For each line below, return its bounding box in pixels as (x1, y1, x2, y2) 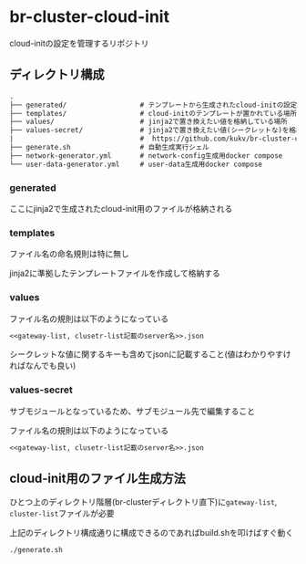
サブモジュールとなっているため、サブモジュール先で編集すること (9, 405, 255, 416)
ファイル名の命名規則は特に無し (9, 248, 129, 259)
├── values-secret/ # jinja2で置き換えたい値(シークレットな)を (9, 126, 290, 135)
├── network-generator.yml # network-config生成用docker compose (9, 151, 283, 161)
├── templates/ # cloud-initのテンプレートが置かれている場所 (9, 109, 298, 118)
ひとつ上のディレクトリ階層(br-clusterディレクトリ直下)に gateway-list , (9, 496, 278, 507)
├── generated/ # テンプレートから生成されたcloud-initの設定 (9, 100, 298, 110)
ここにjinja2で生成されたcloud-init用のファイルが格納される (9, 203, 233, 214)
